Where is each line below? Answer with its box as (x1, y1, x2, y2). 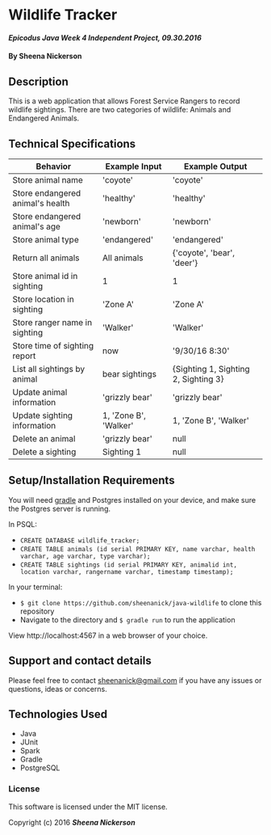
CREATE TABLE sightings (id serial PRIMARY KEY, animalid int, (19, 560, 238, 569)
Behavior (35, 161, 71, 171)
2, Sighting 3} (172, 373, 224, 385)
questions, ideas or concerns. (8, 684, 107, 694)
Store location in (12, 293, 74, 305)
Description (8, 74, 69, 88)
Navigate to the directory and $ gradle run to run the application (19, 614, 236, 624)
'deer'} (172, 257, 198, 268)
